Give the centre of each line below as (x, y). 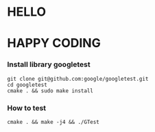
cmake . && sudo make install (50, 91)
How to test (27, 108)
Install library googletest (49, 64)
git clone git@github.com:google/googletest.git (78, 79)
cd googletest (27, 85)
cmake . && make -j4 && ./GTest (53, 122)
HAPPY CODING (54, 43)
